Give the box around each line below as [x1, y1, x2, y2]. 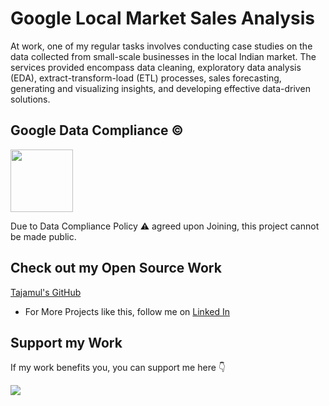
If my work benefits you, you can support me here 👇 [10, 362, 226, 374]
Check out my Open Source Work [10, 260, 222, 277]
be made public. [10, 230, 77, 242]
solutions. [10, 93, 51, 105]
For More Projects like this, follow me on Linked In [24, 305, 230, 317]
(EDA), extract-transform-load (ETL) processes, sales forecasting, [10, 72, 282, 84]
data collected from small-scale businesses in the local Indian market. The [10, 50, 317, 62]
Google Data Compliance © [10, 122, 184, 139]
